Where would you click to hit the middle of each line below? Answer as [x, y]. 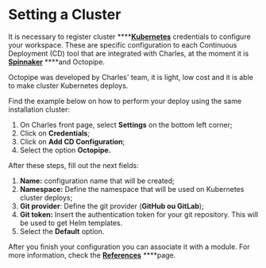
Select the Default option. [62, 231]
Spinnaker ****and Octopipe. [57, 62]
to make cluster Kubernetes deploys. [68, 86]
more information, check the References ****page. [92, 255]
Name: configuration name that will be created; [97, 181]
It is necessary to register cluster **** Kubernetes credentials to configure [130, 36]
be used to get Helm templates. [71, 223]
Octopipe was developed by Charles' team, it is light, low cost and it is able [131, 77]
